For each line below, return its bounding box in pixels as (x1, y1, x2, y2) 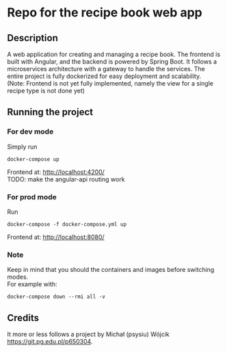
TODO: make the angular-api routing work (7, 175, 125, 183)
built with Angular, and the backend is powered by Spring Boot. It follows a (7, 58, 217, 66)
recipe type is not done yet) (7, 87, 85, 95)
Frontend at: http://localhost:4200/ (7, 168, 105, 176)
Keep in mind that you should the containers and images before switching (7, 266, 215, 274)
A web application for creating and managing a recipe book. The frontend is (7, 50, 221, 58)
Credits (7, 312, 40, 323)
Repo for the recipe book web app (7, 5, 203, 21)
